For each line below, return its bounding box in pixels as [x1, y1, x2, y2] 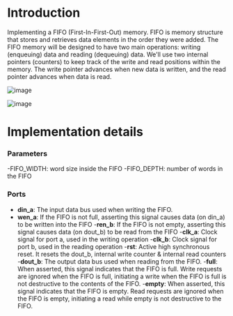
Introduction [7, 5, 81, 21]
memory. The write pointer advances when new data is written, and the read [7, 65, 226, 73]
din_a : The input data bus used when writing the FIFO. [17, 205, 173, 213]
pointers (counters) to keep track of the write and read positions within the [7, 57, 220, 66]
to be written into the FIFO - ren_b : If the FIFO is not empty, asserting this [17, 220, 226, 228]
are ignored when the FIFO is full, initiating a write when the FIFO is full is [17, 272, 227, 280]
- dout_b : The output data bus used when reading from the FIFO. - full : [17, 257, 218, 266]
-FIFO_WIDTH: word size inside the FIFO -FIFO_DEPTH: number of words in [7, 165, 223, 173]
